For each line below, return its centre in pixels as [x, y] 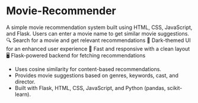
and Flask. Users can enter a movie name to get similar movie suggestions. [98, 33]
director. [25, 82]
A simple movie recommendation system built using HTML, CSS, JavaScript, [99, 27]
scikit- [175, 88]
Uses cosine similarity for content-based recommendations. [88, 69]
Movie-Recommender [61, 11]
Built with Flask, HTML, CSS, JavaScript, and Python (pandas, [90, 88]
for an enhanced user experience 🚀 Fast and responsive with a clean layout [98, 49]
